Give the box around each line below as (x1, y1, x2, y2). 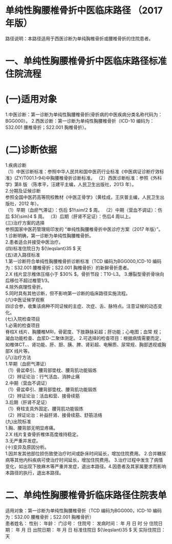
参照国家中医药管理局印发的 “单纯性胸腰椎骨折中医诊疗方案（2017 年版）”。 (5, 226, 163, 232)
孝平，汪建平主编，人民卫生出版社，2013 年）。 (37, 182, 137, 187)
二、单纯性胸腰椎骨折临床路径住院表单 (5, 490, 167, 501)
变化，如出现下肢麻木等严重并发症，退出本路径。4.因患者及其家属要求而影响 (5, 464, 166, 469)
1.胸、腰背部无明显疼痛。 (5, 425, 58, 431)
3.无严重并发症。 (5, 438, 41, 444)
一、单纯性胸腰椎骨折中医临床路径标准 (5, 55, 167, 67)
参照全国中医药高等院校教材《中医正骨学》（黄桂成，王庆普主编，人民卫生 (5, 194, 160, 200)
